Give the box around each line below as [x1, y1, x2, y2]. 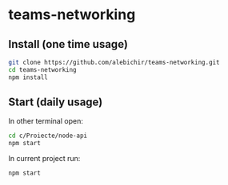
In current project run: [8, 154, 81, 163]
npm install [8, 73, 48, 81]
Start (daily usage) [8, 96, 103, 109]
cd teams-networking [8, 65, 78, 73]
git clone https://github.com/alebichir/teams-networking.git [8, 58, 220, 66]
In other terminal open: [8, 116, 84, 126]
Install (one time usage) [8, 37, 128, 51]
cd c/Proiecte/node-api [8, 132, 88, 140]
